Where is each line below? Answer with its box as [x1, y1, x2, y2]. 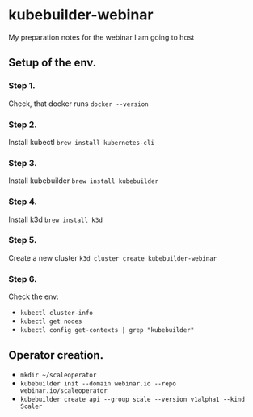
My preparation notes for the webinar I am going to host [8, 32, 195, 42]
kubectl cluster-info [19, 309, 93, 317]
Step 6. [8, 273, 38, 284]
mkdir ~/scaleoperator [19, 371, 97, 379]
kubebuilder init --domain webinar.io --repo [19, 379, 176, 388]
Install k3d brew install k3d [8, 215, 103, 224]
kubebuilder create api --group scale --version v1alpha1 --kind [19, 395, 245, 403]
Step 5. [8, 235, 37, 246]
